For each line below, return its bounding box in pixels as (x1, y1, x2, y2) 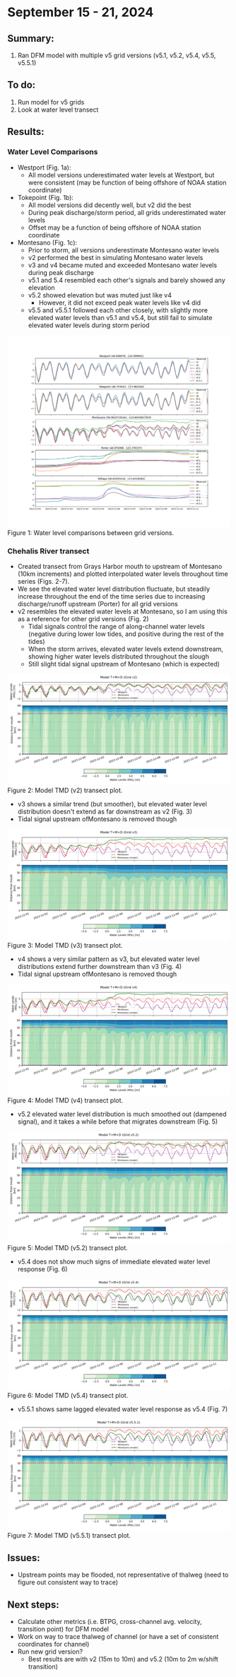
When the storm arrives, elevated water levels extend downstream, (28, 645, 224, 654)
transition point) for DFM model (17, 1625, 110, 1633)
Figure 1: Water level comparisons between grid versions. (7, 529, 175, 537)
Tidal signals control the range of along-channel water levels (28, 623, 205, 631)
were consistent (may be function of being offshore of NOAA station (28, 178, 227, 187)
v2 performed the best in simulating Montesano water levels (28, 253, 203, 261)
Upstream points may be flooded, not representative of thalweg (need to (17, 1570, 229, 1579)
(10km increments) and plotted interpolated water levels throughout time (17, 570, 228, 578)
